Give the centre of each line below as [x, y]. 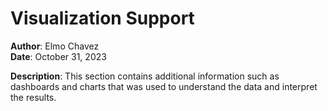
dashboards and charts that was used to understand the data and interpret [164, 86]
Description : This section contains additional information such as [145, 76]
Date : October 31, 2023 [58, 56]
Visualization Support [102, 18]
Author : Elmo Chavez [55, 46]
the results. [33, 97]
